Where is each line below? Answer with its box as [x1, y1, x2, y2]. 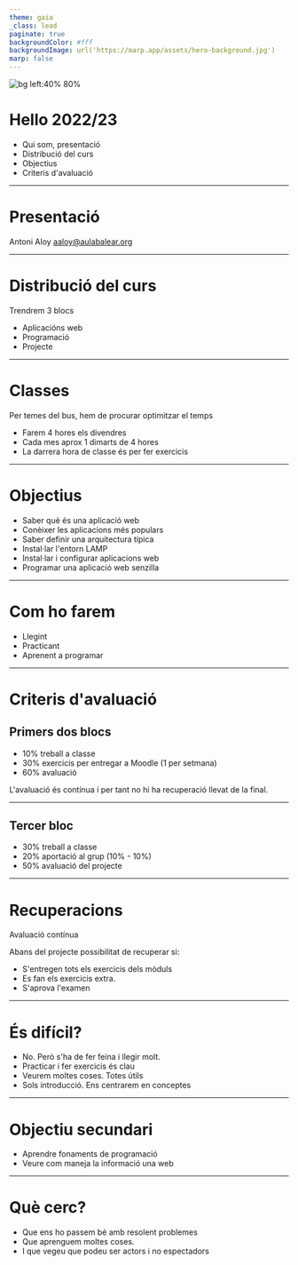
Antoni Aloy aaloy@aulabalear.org [9, 236, 133, 247]
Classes [9, 381, 70, 401]
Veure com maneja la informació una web [21, 1158, 175, 1169]
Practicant [21, 640, 60, 651]
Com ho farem [9, 601, 116, 622]
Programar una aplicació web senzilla [21, 561, 160, 573]
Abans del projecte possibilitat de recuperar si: [9, 947, 180, 958]
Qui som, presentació [21, 139, 101, 149]
